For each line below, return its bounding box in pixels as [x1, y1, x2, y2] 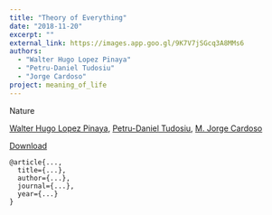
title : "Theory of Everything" [9, 13, 127, 23]
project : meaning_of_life [9, 80, 107, 89]
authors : [9, 47, 42, 56]
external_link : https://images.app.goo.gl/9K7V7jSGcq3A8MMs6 [9, 38, 245, 48]
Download [9, 140, 48, 151]
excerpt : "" [9, 30, 54, 39]
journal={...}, [17, 182, 75, 191]
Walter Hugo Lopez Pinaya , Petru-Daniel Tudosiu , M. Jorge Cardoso [9, 123, 263, 134]
